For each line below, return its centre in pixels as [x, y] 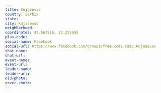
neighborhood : [20, 28]
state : [12, 19]
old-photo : [16, 78]
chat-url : [15, 55]
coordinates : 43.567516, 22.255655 [42, 32]
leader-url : [17, 74]
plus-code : [16, 37]
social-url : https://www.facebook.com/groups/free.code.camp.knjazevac [80, 46]
